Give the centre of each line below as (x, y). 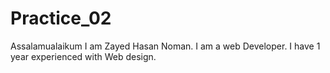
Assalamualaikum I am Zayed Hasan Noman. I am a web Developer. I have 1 (165, 46)
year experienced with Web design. (83, 56)
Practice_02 (61, 18)
